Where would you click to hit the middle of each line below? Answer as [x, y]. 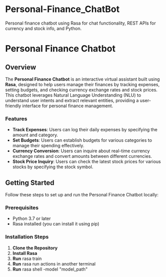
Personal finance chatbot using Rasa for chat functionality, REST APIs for [81, 23]
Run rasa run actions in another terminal [54, 263]
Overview [21, 67]
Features [16, 119]
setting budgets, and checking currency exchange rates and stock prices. [81, 90]
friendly [13, 106]
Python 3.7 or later [32, 218]
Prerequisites [22, 207]
